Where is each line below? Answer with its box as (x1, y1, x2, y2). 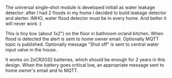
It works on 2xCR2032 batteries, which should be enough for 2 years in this (5, 57, 165, 63)
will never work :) (5, 20, 42, 27)
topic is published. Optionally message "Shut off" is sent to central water (5, 41, 159, 47)
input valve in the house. (5, 47, 58, 53)
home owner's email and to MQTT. (5, 67, 79, 73)
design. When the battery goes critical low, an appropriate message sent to (5, 62, 164, 68)
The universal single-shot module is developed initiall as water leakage (5, 5, 155, 10)
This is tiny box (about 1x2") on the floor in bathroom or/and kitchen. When (5, 31, 163, 36)
